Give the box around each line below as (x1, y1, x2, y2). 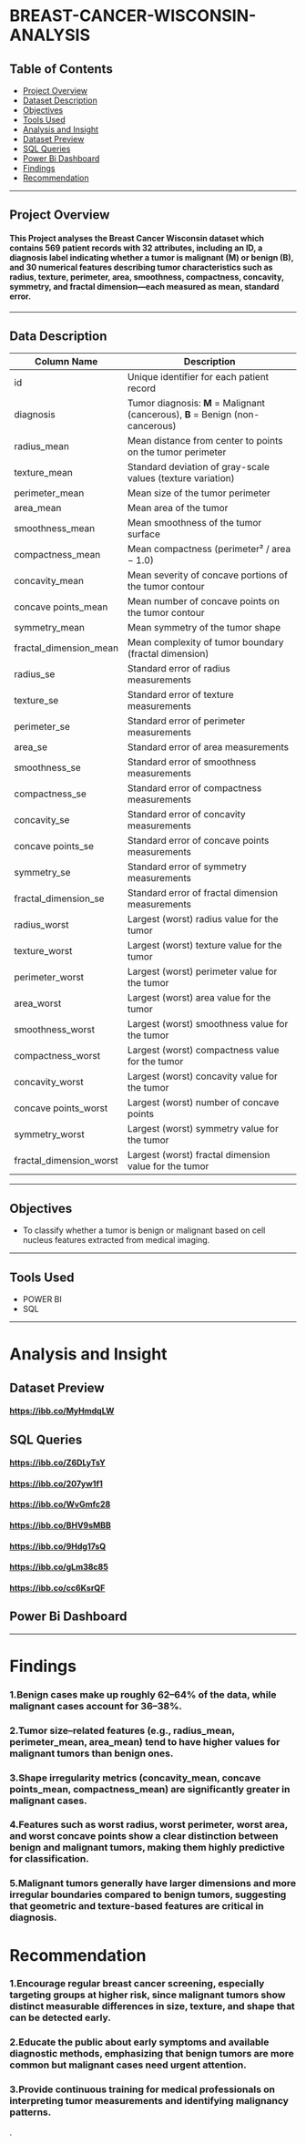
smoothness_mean (14, 522, 96, 535)
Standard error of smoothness (127, 755, 257, 768)
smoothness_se (14, 762, 82, 775)
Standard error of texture (127, 689, 234, 702)
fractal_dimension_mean (14, 641, 119, 654)
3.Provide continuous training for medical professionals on (9, 2083, 276, 2096)
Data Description (9, 328, 107, 344)
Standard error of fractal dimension (127, 887, 279, 899)
